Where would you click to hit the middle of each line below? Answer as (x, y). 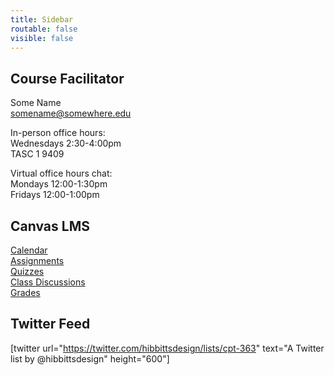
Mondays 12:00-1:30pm (59, 184)
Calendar (29, 250)
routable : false (44, 29)
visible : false (42, 38)
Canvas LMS (50, 226)
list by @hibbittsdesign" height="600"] (90, 358)
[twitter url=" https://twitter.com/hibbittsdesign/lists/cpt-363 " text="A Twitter (167, 348)
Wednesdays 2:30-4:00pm (66, 143)
